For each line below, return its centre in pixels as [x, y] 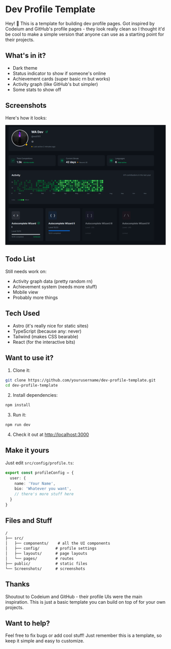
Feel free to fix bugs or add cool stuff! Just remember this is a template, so [83, 636]
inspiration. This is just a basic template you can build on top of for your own [85, 602]
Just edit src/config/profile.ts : [40, 463]
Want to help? [28, 623]
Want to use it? [30, 358]
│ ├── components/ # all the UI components [58, 543]
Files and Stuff [29, 521]
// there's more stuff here [44, 494]
